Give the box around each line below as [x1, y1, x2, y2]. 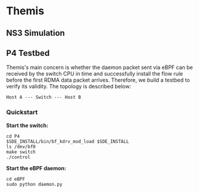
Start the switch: [6, 122, 49, 129]
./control [6, 154, 31, 160]
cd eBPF [6, 176, 26, 182]
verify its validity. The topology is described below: [6, 83, 132, 90]
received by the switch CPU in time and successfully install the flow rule [6, 70, 184, 77]
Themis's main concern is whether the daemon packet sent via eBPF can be [6, 64, 193, 71]
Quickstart [6, 108, 38, 117]
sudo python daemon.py [6, 181, 63, 187]
